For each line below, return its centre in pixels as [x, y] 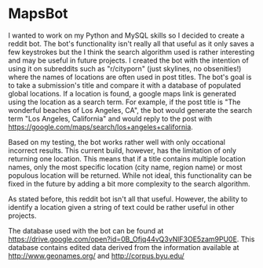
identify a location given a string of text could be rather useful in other [121, 207]
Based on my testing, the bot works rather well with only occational [117, 142]
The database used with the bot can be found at [86, 230]
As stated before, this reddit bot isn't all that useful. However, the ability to [128, 199]
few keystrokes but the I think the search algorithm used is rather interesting [131, 52]
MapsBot [38, 14]
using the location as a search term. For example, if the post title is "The [124, 102]
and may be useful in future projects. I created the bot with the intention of [128, 60]
